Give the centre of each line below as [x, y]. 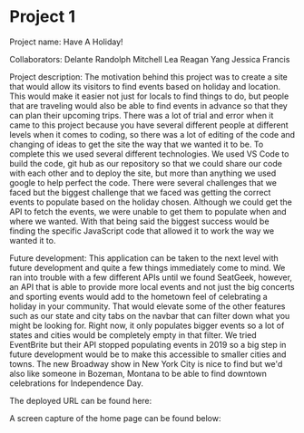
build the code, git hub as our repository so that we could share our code [146, 163]
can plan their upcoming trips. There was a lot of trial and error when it [142, 115]
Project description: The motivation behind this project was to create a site [148, 77]
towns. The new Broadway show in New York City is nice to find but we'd [146, 363]
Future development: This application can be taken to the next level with [144, 258]
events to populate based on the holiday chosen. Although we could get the [151, 202]
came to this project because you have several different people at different [149, 125]
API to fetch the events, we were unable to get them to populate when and [148, 211]
